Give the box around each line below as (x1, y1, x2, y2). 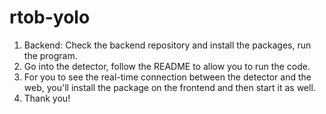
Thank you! (23, 92, 71, 104)
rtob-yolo (9, 6, 91, 29)
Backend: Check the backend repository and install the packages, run (23, 39, 312, 51)
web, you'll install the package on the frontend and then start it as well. (23, 81, 316, 93)
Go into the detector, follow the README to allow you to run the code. (23, 60, 311, 72)
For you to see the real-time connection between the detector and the (23, 71, 312, 83)
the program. (23, 49, 78, 61)
